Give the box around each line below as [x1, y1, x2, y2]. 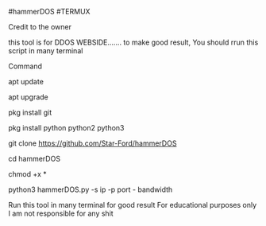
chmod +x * [8, 169, 47, 178]
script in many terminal [8, 46, 83, 55]
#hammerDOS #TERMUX [8, 7, 91, 16]
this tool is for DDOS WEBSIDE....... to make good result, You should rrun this [8, 37, 259, 47]
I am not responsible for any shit [8, 208, 114, 218]
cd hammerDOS [8, 154, 61, 163]
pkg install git [8, 107, 52, 117]
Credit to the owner [8, 22, 71, 31]
